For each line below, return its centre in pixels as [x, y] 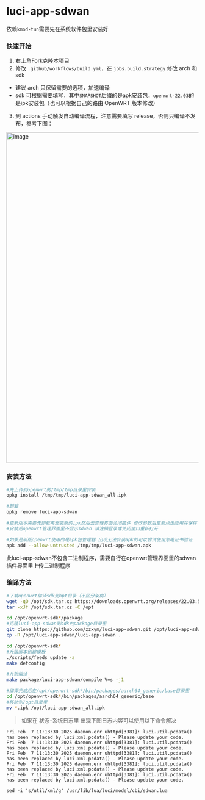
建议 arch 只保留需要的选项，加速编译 [62, 88]
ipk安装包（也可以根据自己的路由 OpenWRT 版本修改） [89, 103]
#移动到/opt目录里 [27, 702]
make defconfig [26, 663]
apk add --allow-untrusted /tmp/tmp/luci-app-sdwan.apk [79, 545]
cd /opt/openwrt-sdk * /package [45, 618]
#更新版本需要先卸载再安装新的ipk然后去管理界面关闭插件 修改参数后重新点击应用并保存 [102, 523]
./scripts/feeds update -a [41, 657]
